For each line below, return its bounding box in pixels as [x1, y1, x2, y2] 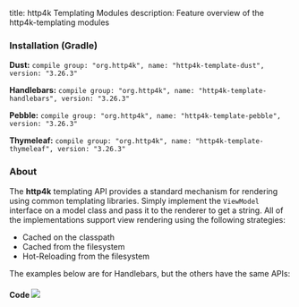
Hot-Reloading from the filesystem [21, 251, 150, 261]
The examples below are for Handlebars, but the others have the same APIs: [9, 268, 291, 278]
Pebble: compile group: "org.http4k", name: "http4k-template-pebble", [9, 110, 282, 121]
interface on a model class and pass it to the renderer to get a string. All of [9, 205, 284, 216]
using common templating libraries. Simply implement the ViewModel [9, 195, 260, 206]
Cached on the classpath [21, 232, 115, 243]
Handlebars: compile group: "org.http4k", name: [9, 85, 195, 96]
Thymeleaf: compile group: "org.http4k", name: [9, 135, 192, 146]
